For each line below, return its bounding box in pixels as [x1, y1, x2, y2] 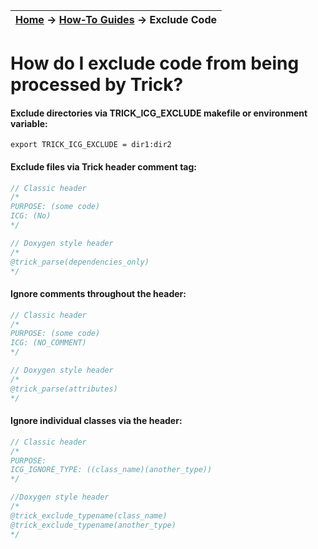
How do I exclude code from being [10, 52, 300, 75]
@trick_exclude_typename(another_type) [10, 520, 177, 530]
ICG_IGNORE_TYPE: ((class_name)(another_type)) [10, 465, 213, 475]
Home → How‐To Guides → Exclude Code [15, 13, 218, 26]
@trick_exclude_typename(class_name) [10, 510, 168, 521]
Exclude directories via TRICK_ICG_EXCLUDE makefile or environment [10, 107, 308, 119]
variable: [10, 117, 48, 129]
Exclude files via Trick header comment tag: [10, 160, 197, 173]
